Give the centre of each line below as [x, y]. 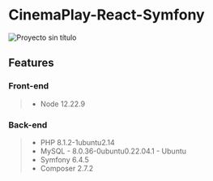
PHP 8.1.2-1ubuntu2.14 [77, 142]
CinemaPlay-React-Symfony [106, 15]
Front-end [29, 86]
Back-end [28, 125]
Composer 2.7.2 [67, 168]
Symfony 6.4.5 [64, 159]
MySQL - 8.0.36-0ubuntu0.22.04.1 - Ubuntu [113, 151]
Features [31, 63]
